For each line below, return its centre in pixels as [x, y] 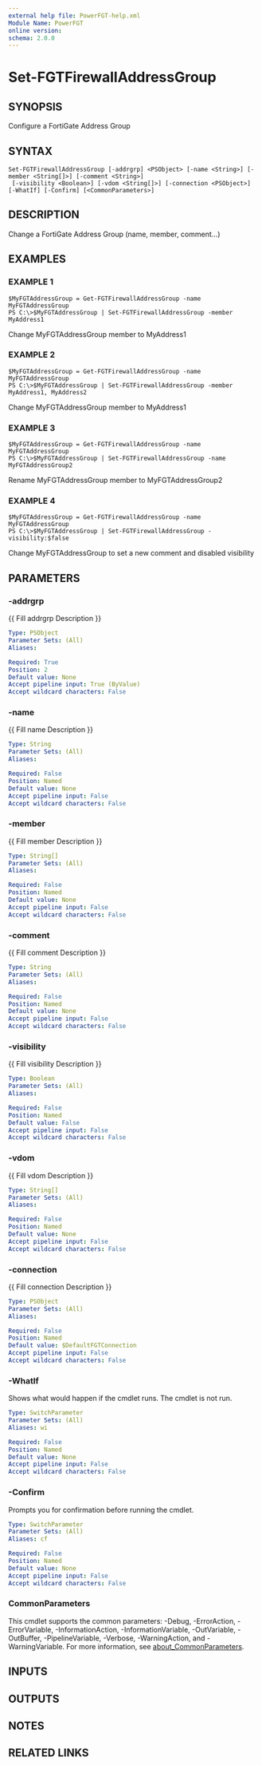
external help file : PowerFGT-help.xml [74, 16]
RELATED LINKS [49, 1753]
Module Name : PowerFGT [46, 23]
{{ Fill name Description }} [51, 730]
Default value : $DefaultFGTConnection [72, 1346]
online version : [35, 30]
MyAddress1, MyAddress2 [48, 392]
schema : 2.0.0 [32, 38]
